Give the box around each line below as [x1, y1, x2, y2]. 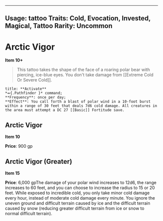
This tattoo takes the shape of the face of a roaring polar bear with [16, 67, 150, 73]
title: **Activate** [5, 86, 47, 91]
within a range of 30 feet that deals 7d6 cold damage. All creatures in [5, 103, 158, 108]
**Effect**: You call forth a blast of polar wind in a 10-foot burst [5, 99, 151, 104]
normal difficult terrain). [5, 210, 52, 216]
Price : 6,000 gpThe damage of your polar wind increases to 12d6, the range [5, 179, 157, 185]
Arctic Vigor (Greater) [5, 157, 72, 166]
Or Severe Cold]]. [16, 77, 52, 83]
